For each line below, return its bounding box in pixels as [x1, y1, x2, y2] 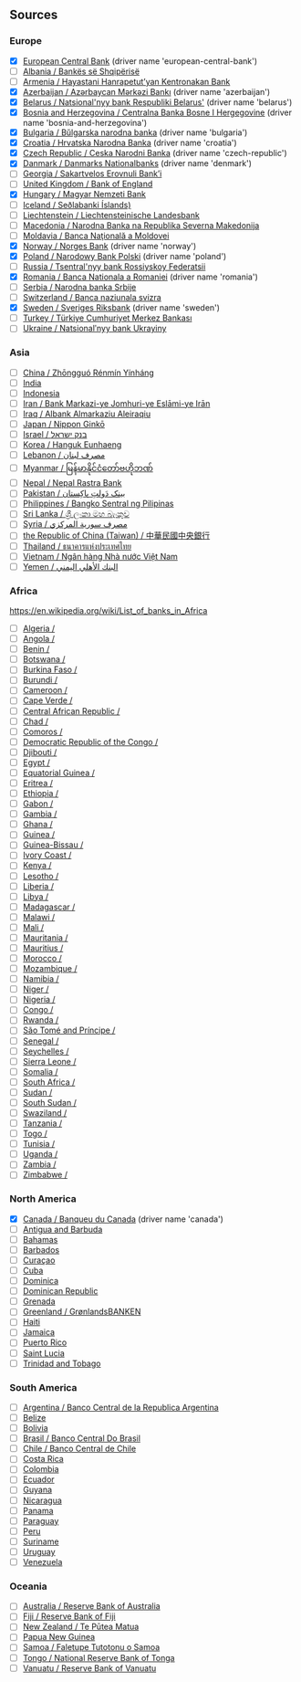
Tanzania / [22, 1118, 63, 1129]
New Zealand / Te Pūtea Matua [22, 1621, 140, 1633]
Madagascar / [22, 901, 76, 912]
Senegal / [22, 1035, 59, 1046]
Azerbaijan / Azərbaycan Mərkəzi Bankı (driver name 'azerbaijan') [22, 86, 271, 97]
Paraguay [22, 1515, 59, 1526]
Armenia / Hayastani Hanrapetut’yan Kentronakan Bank [22, 76, 231, 87]
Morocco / [22, 953, 62, 964]
